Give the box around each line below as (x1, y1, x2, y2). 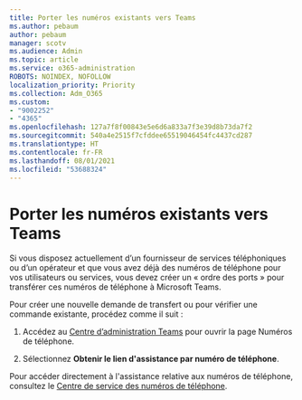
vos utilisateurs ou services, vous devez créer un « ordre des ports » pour (9, 272, 285, 283)
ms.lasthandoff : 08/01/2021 (9, 156, 116, 166)
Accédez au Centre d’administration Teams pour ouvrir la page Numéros (22, 327, 293, 338)
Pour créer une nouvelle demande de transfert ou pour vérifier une (9, 300, 258, 310)
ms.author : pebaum (9, 22, 79, 31)
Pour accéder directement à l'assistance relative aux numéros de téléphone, (9, 371, 294, 382)
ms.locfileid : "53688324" (9, 165, 107, 174)
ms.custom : (9, 97, 51, 107)
